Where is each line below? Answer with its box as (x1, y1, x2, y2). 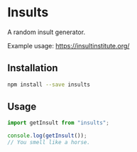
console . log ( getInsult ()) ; (7, 132, 87, 139)
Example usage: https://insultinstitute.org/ (7, 41, 130, 50)
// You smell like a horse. (7, 139, 91, 146)
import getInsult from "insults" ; (7, 119, 110, 126)
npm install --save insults (7, 81, 91, 88)
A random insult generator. (7, 28, 86, 36)
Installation (7, 62, 58, 75)
